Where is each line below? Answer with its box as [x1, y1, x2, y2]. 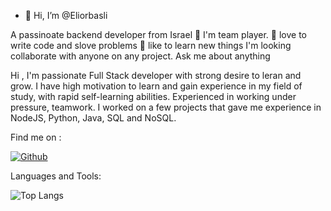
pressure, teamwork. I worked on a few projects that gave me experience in [10, 101, 322, 113]
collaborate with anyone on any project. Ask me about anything [10, 50, 271, 62]
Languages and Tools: [10, 170, 102, 182]
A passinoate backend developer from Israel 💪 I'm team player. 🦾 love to [10, 29, 307, 40]
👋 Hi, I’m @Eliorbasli [24, 10, 108, 21]
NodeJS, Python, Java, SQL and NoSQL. [10, 112, 177, 124]
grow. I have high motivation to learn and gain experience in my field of [10, 80, 303, 92]
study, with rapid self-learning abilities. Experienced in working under [10, 91, 297, 102]
